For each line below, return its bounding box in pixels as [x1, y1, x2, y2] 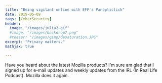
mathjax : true [5, 44, 35, 49]
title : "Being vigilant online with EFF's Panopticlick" [5, 7, 125, 12]
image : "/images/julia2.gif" [9, 26, 70, 31]
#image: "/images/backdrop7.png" [9, 30, 79, 35]
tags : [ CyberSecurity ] [5, 16, 52, 21]
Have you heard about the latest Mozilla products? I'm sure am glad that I [5, 62, 154, 68]
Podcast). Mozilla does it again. [5, 72, 69, 78]
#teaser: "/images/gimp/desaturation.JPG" [9, 35, 98, 40]
